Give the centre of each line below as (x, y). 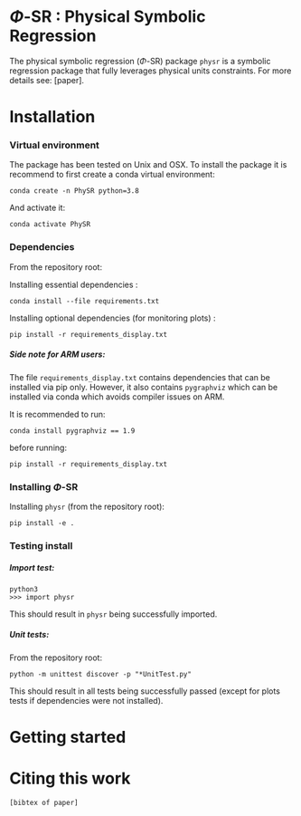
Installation (52, 117)
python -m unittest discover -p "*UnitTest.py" (101, 674)
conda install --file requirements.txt (85, 301)
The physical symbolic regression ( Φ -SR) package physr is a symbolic (140, 61)
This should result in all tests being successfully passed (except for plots (145, 691)
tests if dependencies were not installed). (86, 700)
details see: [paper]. (47, 80)
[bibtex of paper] (44, 802)
